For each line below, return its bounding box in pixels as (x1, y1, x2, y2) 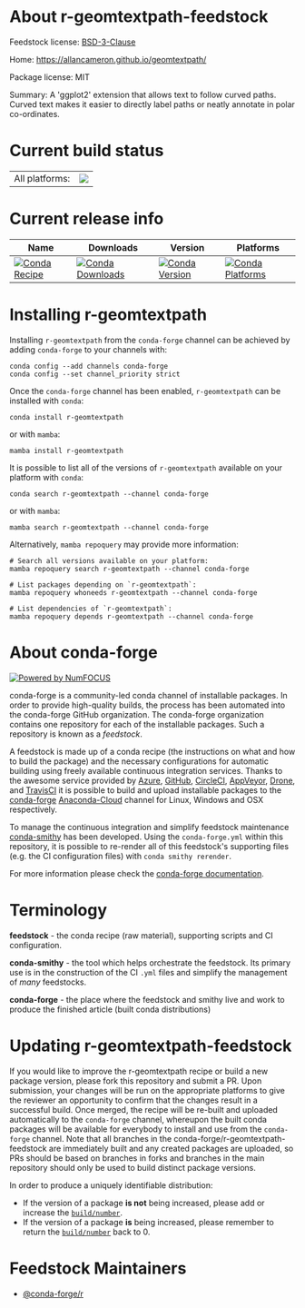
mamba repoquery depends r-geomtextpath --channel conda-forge (9, 611, 254, 621)
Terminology (9, 899, 107, 920)
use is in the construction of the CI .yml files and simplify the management (9, 966, 288, 977)
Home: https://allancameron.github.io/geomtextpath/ (9, 54, 207, 64)
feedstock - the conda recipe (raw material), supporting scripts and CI (9, 929, 274, 941)
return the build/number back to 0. (22, 1226, 151, 1237)
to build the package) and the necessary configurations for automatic (9, 756, 270, 767)
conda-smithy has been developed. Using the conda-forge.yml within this (9, 831, 284, 842)
